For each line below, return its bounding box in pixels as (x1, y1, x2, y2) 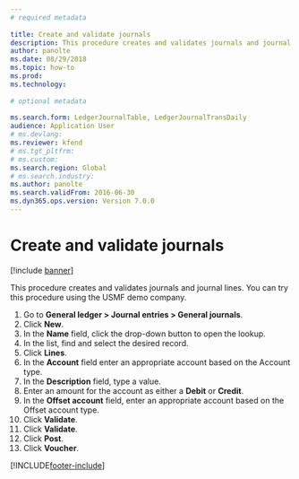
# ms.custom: (10, 154, 59, 164)
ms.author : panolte (10, 180, 83, 189)
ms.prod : (10, 72, 43, 81)
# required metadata (10, 13, 88, 22)
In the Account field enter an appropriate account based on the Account (22, 356, 291, 368)
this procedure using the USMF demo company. (10, 292, 187, 302)
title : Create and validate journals (10, 30, 151, 39)
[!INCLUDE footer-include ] (10, 459, 106, 471)
